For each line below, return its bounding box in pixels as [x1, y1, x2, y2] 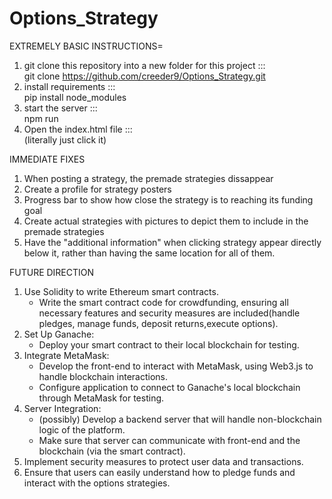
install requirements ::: [23, 80, 116, 92]
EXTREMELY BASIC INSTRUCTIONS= [9, 40, 164, 52]
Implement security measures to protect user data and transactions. [23, 455, 304, 467]
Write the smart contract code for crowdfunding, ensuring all [38, 296, 289, 308]
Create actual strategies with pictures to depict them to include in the [23, 215, 309, 227]
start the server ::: [23, 102, 98, 114]
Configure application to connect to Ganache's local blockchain [38, 381, 301, 393]
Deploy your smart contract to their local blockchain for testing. [38, 338, 300, 351]
